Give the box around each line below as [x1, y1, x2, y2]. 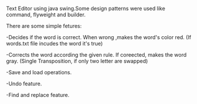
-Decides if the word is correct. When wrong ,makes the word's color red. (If [6, 34, 192, 40]
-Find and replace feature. [6, 92, 69, 98]
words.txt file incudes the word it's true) [6, 40, 103, 47]
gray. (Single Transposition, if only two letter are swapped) [6, 58, 148, 64]
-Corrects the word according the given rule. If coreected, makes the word [6, 51, 187, 58]
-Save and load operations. [6, 69, 72, 75]
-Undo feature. [6, 80, 42, 87]
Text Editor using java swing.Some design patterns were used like [6, 5, 166, 12]
